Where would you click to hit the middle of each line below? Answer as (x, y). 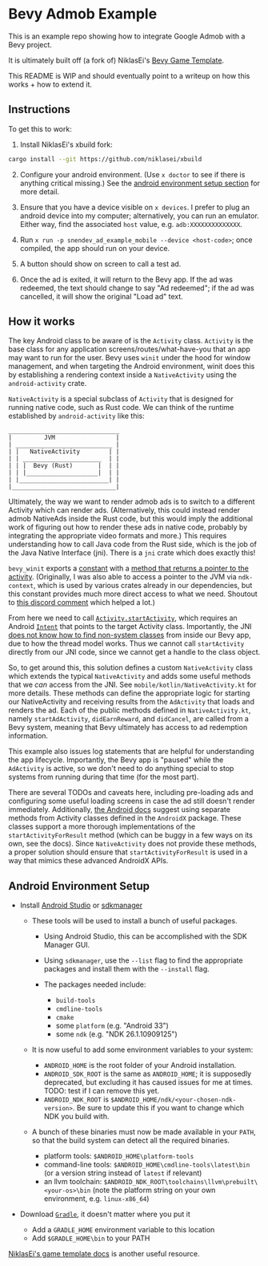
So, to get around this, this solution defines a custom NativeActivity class (131, 667)
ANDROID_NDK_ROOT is (76, 1099)
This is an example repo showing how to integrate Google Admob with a (127, 36)
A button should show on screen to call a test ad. (100, 264)
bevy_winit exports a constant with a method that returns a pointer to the (129, 568)
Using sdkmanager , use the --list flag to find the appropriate (143, 960)
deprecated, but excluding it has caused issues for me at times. (148, 1082)
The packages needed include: (95, 984)
